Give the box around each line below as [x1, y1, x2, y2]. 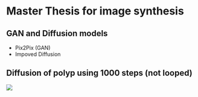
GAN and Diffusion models [6, 28, 108, 39]
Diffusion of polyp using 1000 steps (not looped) [6, 68, 193, 78]
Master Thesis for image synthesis [6, 4, 184, 18]
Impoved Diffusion [14, 51, 61, 58]
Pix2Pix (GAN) [14, 44, 51, 51]
